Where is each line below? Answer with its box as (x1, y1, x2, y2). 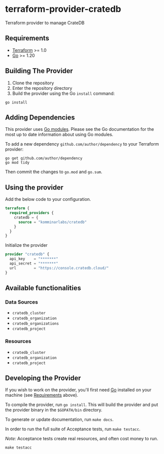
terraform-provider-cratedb (5, 3, 122, 15)
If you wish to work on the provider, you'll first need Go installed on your (5, 387, 152, 393)
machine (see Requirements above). (5, 392, 79, 398)
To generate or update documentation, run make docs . (5, 416, 114, 422)
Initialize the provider (5, 242, 48, 248)
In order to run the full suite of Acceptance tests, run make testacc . (5, 426, 140, 432)
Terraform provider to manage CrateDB (5, 20, 85, 26)
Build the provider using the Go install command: (12, 90, 115, 96)
